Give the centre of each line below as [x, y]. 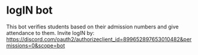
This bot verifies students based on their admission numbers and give [92, 27]
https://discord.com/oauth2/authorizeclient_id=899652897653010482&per [99, 39]
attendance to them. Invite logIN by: [50, 33]
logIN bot [29, 10]
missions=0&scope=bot [36, 46]
